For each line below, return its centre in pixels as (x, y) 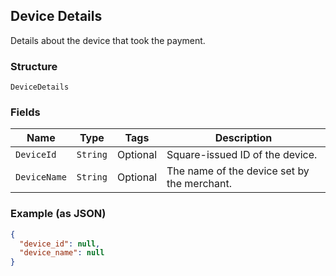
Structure (34, 66)
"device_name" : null (62, 253)
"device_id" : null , (60, 244)
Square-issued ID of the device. (242, 155)
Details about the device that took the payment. (108, 40)
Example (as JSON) (58, 214)
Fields (25, 112)
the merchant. (199, 184)
